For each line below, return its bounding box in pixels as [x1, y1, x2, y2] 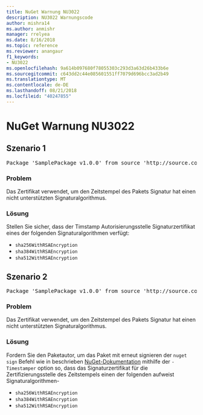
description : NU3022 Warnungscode [6, 15, 94, 21]
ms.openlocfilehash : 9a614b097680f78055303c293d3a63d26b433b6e [6, 65, 169, 71]
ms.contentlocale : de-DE [6, 82, 69, 88]
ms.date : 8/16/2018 [6, 37, 56, 43]
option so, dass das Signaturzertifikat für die [37, 364, 148, 371]
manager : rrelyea [6, 31, 50, 38]
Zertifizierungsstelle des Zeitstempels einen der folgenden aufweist [6, 370, 175, 378]
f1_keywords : [6, 54, 39, 60]
